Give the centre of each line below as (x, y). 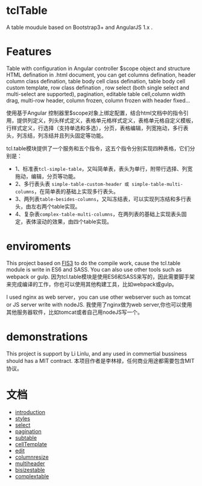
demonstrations (47, 337)
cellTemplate (31, 444)
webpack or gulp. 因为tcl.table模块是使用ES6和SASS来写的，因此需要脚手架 (100, 277)
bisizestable (30, 470)
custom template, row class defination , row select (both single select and (98, 88)
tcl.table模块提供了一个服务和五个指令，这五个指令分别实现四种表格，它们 (98, 148)
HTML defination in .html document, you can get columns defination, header (101, 75)
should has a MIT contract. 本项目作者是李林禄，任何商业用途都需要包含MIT (100, 360)
